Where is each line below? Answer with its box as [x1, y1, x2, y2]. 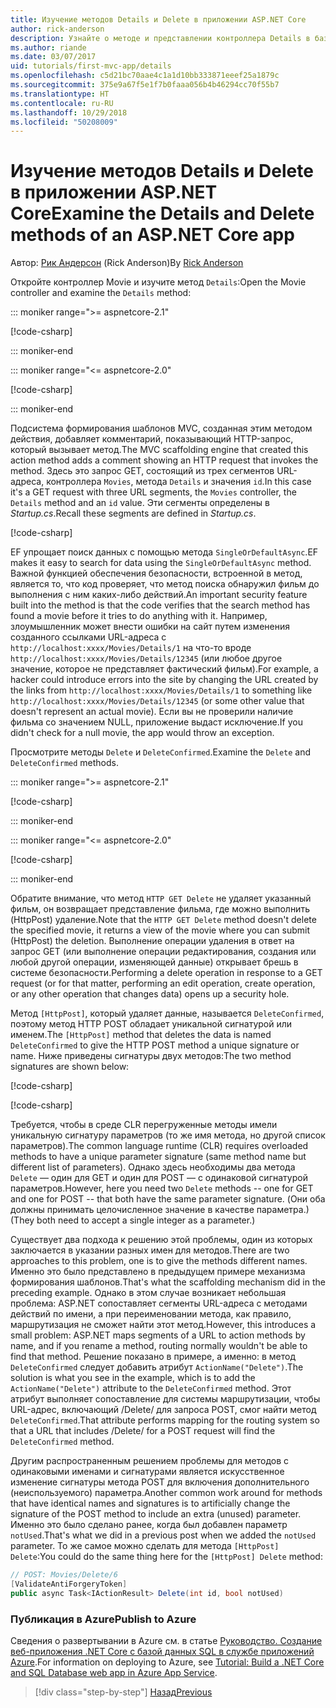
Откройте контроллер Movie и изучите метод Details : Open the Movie [10, 276, 307, 288]
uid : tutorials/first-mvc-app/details [10, 61, 172, 71]
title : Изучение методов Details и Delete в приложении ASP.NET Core [10, 14, 307, 25]
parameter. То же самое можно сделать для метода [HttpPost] [10, 1540, 280, 1552]
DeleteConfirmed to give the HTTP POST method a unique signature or [10, 1039, 300, 1051]
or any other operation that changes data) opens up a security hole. [10, 988, 290, 1000]
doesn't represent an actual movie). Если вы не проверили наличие [10, 706, 294, 718]
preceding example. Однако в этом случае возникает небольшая [10, 1287, 287, 1299]
